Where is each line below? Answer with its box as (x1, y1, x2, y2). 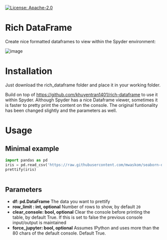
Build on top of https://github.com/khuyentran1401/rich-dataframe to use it (5, 91, 158, 97)
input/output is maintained (12, 220, 66, 226)
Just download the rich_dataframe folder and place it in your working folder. (5, 82, 161, 88)
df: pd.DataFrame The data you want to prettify (12, 199, 110, 205)
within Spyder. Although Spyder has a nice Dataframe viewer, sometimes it (5, 97, 158, 103)
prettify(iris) (5, 167, 37, 172)
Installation (5, 66, 53, 77)
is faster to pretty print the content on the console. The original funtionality (5, 102, 158, 108)
